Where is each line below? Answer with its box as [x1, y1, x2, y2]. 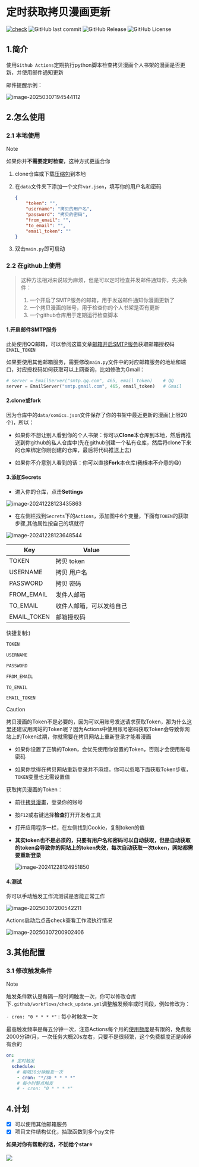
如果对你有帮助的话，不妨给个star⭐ [6, 1141, 93, 1148]
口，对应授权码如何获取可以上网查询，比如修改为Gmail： [6, 366, 146, 373]
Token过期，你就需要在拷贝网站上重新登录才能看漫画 [21, 733, 151, 740]
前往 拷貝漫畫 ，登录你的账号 [14, 798, 83, 806]
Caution [6, 706, 26, 713]
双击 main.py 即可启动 [14, 245, 65, 252]
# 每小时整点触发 [17, 1080, 53, 1086]
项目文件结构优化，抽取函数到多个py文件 [14, 1128, 115, 1135]
